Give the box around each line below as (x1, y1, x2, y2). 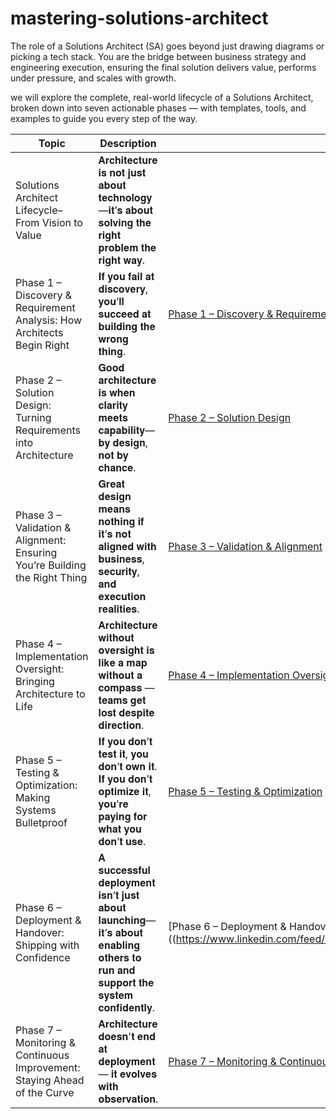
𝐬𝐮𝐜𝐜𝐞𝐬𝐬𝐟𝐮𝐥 (98, 863, 151, 877)
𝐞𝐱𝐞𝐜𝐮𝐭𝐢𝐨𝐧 (98, 589, 147, 603)
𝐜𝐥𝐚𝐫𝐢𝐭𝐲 (98, 398, 128, 412)
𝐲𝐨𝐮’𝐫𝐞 (98, 797, 129, 811)
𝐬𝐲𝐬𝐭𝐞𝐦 (98, 988, 134, 1002)
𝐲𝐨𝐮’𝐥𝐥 (98, 294, 125, 308)
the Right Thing (15, 570, 88, 584)
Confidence (15, 950, 71, 964)
